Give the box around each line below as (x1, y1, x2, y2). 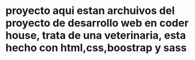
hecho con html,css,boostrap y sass (5, 41, 187, 55)
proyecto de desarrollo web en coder (5, 16, 189, 30)
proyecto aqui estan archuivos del (5, 4, 175, 17)
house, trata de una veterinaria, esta (5, 29, 186, 42)
